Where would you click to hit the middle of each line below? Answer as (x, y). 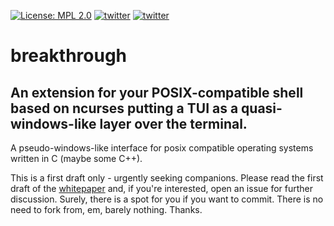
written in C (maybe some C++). (76, 158)
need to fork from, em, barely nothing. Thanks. (106, 209)
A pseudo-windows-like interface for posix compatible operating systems (162, 148)
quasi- (262, 108)
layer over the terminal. (173, 123)
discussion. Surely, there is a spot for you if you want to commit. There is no (167, 199)
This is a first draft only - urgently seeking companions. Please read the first (167, 178)
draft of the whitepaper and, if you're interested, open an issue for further (162, 188)
